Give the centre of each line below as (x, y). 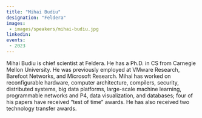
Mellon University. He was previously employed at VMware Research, (93, 69)
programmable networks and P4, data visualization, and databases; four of (99, 95)
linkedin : (19, 35)
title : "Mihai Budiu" (34, 12)
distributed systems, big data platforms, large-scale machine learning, (94, 89)
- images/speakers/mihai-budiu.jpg (54, 29)
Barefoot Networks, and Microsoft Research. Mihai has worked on (89, 76)
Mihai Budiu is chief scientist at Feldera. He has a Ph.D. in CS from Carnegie (101, 63)
